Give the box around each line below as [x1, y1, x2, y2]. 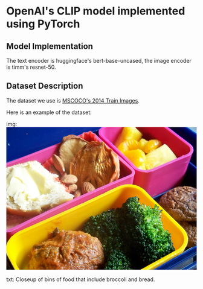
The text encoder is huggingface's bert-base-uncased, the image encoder [6, 57, 192, 64]
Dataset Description [6, 81, 83, 91]
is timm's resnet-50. [6, 63, 56, 71]
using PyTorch [6, 17, 80, 31]
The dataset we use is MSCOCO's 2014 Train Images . [6, 97, 140, 104]
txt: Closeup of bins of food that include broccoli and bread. [6, 276, 155, 283]
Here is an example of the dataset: [6, 109, 92, 116]
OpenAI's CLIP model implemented [6, 4, 185, 18]
